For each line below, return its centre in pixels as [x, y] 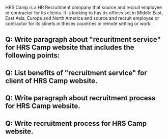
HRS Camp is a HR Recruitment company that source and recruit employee [84, 7]
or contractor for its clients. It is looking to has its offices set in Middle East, [84, 13]
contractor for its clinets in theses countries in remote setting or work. [78, 23]
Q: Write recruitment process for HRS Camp [76, 123]
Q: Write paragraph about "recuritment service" [83, 39]
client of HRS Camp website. [51, 81]
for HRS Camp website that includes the [70, 48]
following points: [33, 55]
